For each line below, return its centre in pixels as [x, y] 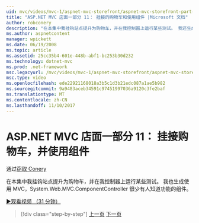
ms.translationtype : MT [36, 94]
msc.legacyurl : [25, 72]
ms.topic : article [29, 50]
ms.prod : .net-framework [37, 67]
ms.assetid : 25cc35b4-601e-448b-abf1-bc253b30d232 [70, 56]
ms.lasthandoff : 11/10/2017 [41, 105]
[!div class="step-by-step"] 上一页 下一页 [71, 214]
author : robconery [29, 23]
